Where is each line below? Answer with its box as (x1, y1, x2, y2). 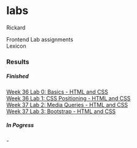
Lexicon (6, 42, 26, 50)
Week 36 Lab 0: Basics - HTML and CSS (6, 88, 108, 95)
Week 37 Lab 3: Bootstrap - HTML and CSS (6, 108, 116, 115)
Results (6, 57, 29, 66)
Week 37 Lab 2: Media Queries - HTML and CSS (6, 101, 128, 108)
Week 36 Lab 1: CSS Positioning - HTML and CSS (6, 94, 131, 102)
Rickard (6, 24, 26, 31)
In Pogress (6, 122, 34, 129)
